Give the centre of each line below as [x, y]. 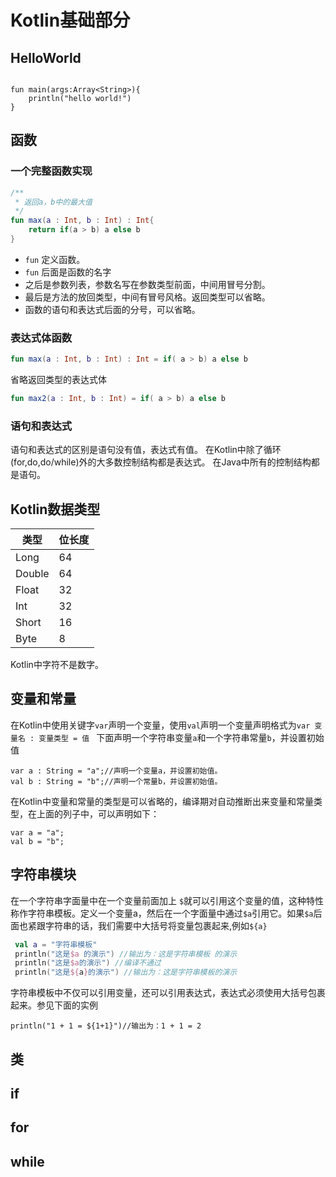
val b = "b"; [37, 841]
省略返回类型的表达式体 [58, 380]
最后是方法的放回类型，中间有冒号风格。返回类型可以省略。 [147, 297]
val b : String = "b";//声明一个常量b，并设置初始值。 [116, 781]
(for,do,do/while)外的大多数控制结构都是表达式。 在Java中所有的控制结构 [161, 462]
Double [32, 574]
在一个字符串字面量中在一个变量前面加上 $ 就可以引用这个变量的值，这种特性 [167, 900]
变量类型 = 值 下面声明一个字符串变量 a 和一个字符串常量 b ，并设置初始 [181, 737]
